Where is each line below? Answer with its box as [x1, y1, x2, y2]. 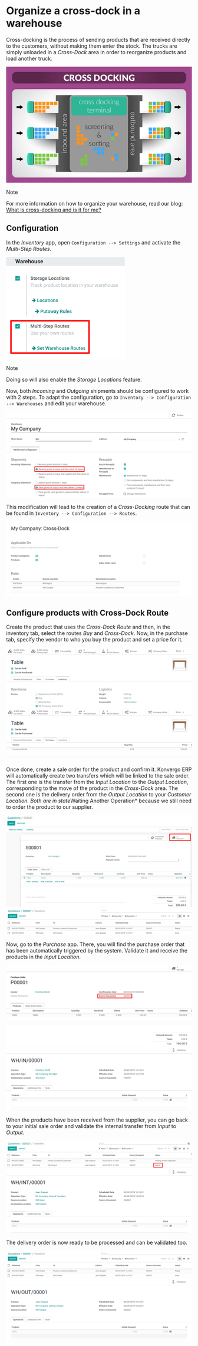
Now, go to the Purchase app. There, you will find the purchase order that [6, 941, 185, 948]
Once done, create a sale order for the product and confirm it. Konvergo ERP [6, 766, 192, 773]
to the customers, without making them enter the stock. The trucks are [6, 42, 178, 49]
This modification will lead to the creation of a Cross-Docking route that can [6, 503, 190, 510]
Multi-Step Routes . [6, 245, 52, 252]
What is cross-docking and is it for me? [6, 206, 101, 213]
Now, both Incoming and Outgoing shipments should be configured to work [6, 387, 189, 394]
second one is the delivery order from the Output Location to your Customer [6, 791, 192, 798]
